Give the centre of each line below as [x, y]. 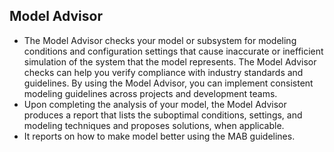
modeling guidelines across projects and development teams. [150, 93]
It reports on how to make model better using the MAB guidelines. [159, 136]
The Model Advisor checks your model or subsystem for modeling [160, 40]
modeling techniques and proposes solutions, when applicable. [154, 125]
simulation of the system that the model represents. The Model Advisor [170, 61]
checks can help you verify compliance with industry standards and [163, 72]
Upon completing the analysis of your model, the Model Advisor [155, 104]
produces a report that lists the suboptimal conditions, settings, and [163, 115]
